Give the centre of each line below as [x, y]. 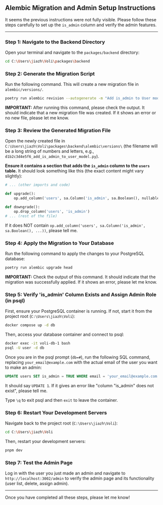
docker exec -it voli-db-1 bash [38, 344]
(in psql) [15, 300]
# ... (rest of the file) [31, 216]
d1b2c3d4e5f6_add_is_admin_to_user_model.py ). [52, 157]
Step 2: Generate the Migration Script [50, 74]
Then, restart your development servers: [45, 441]
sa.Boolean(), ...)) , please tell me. [41, 230]
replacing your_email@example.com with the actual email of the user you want [81, 362]
